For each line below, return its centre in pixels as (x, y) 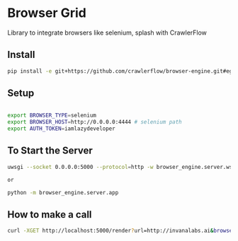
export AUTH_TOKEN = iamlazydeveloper (61, 129)
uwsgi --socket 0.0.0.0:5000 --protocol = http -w (80, 167)
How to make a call (50, 214)
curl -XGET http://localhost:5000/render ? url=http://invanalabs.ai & (110, 231)
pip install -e (30, 71)
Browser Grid (47, 13)
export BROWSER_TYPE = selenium (52, 116)
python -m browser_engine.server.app (63, 192)
